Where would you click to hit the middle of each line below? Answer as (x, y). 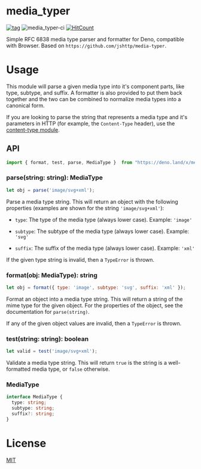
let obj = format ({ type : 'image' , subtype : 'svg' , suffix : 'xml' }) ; (96, 288)
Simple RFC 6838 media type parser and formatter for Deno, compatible (95, 39)
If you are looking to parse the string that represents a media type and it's (97, 117)
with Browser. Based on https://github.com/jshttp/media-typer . (86, 46)
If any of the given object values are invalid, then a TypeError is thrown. (94, 323)
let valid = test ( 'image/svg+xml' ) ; (52, 352)
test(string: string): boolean (47, 338)
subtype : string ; (33, 409)
